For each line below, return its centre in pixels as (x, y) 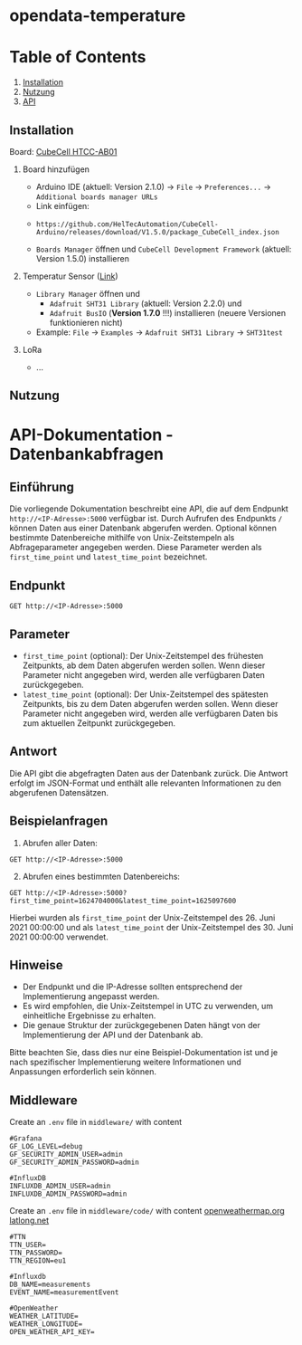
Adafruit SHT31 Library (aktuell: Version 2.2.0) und (146, 303)
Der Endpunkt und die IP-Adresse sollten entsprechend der (132, 987)
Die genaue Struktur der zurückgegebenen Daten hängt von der (141, 1025)
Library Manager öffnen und (88, 293)
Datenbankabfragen (87, 454)
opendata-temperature (98, 16)
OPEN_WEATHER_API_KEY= (52, 1332)
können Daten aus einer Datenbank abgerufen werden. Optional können (143, 528)
